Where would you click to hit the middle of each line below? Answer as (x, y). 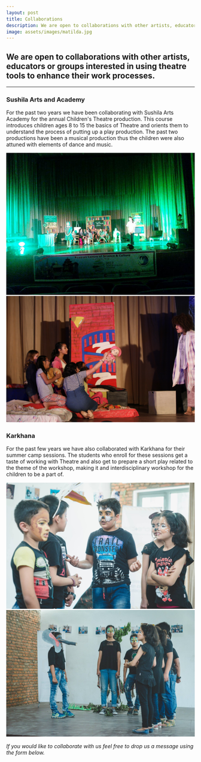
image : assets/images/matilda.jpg (49, 32)
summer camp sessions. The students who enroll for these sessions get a (97, 455)
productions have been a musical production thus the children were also (95, 138)
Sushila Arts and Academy (46, 99)
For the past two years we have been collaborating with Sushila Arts (90, 113)
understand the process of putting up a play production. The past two (92, 132)
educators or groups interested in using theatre (96, 66)
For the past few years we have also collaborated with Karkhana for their (96, 449)
